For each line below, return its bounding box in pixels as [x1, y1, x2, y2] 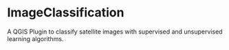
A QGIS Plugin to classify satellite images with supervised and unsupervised [7, 27, 223, 36]
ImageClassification [7, 5, 124, 21]
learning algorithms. [7, 34, 64, 42]
